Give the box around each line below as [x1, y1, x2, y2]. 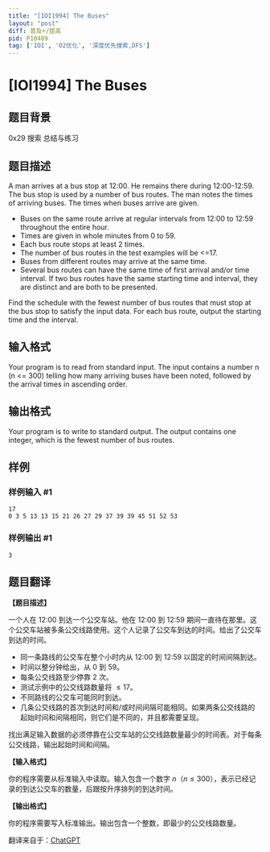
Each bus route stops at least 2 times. [19, 239, 145, 249]
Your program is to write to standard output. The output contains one [8, 426, 237, 436]
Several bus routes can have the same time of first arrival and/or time [19, 265, 250, 275]
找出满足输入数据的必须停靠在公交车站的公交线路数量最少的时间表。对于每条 [8, 730, 262, 739]
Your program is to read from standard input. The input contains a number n [8, 362, 260, 371]
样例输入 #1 [8, 486, 52, 498]
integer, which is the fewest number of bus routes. [8, 435, 175, 445]
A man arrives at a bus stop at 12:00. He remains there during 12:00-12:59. [8, 180, 255, 190]
